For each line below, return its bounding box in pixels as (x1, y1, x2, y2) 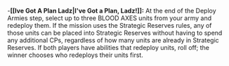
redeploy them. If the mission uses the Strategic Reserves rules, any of (7, 22, 212, 29)
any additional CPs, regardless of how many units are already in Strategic (7, 36, 219, 44)
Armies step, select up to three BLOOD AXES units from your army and (7, 14, 212, 22)
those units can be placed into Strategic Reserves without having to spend (7, 28, 223, 37)
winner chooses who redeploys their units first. (7, 51, 144, 59)
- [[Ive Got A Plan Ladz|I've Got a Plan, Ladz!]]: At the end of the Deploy (7, 7, 216, 15)
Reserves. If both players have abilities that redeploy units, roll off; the (7, 44, 209, 51)
